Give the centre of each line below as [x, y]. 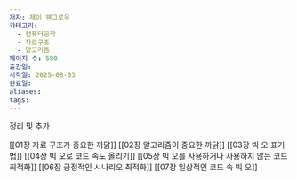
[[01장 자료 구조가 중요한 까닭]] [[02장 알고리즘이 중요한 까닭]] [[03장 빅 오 [139, 145]
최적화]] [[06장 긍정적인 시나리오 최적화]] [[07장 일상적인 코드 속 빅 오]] [133, 167]
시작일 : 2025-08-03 [42, 75]
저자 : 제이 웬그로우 [40, 17]
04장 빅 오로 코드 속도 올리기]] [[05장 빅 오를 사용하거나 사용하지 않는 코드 [159, 156]
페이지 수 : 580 [33, 59]
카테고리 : [24, 26]
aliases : [25, 91]
